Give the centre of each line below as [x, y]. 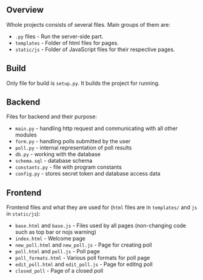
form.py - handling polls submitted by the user [73, 142]
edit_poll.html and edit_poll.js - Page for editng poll [84, 264]
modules [26, 135]
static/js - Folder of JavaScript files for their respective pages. [95, 49]
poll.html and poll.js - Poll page [57, 251]
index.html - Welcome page [50, 239]
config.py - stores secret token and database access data [88, 174]
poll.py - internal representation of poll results [73, 148]
